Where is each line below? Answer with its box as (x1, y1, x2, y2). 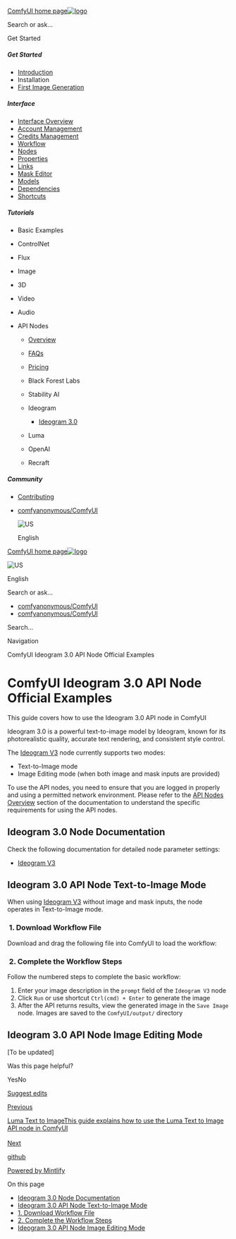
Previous (7, 1102, 33, 1111)
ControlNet (17, 239, 50, 248)
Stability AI (27, 390, 60, 398)
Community (7, 474, 43, 483)
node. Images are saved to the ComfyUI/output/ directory (17, 1009, 183, 1017)
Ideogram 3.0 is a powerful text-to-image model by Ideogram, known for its (7, 727, 226, 736)
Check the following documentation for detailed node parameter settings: (7, 844, 221, 854)
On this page (7, 1180, 44, 1188)
